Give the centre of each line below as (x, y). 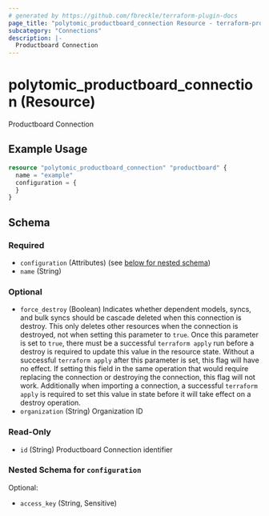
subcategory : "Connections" (55, 30)
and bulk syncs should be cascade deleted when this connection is (130, 318)
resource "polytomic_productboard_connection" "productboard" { (118, 168)
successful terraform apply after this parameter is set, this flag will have (140, 360)
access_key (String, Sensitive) (68, 503)
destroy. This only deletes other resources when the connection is (129, 326)
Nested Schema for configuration (75, 470)
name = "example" (44, 175)
